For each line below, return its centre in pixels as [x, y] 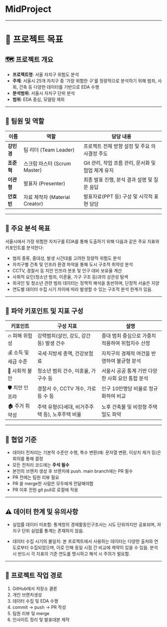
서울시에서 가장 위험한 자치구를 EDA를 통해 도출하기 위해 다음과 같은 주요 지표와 [83, 241]
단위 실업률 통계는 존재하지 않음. [53, 531]
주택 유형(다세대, [56, 407]
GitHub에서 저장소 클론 [35, 588]
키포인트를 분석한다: [24, 248]
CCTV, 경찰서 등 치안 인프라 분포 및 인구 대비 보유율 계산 [67, 270]
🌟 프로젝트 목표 [34, 40]
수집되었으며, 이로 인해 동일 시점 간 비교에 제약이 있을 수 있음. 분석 [94, 547]
